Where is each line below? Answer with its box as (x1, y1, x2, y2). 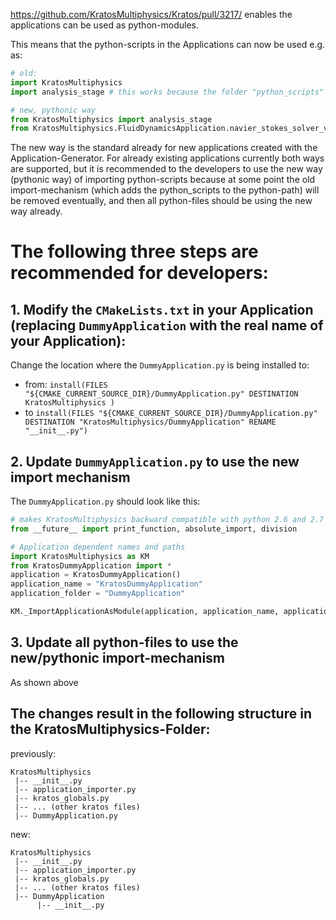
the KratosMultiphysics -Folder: (10, 721, 211, 738)
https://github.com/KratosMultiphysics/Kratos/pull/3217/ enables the (10, 9, 293, 20)
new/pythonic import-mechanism (10, 650, 226, 667)
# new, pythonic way (10, 105, 97, 115)
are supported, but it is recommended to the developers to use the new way (10, 163, 323, 175)
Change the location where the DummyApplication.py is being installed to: (10, 359, 310, 371)
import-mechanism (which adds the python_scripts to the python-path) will (10, 184, 320, 196)
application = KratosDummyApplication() (10, 570, 182, 580)
